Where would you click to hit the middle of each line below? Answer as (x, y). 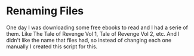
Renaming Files (45, 11)
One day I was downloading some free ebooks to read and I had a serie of (97, 27)
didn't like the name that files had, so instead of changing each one (89, 40)
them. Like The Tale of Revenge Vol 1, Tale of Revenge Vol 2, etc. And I (93, 33)
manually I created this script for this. (52, 46)
